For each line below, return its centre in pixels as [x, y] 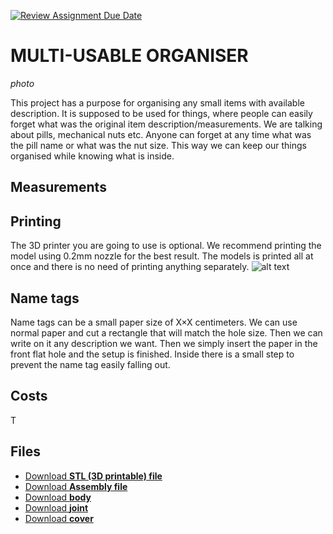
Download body [58, 497]
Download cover [59, 518]
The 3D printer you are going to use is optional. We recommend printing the [166, 246]
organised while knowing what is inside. [92, 156]
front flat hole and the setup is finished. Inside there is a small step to [152, 354]
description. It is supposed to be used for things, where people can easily [161, 113]
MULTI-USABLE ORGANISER [129, 56]
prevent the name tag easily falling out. [90, 364]
